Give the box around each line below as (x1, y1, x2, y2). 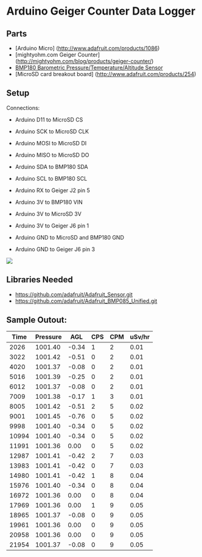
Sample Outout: (6, 315, 67, 325)
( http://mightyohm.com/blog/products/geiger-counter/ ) (15, 58, 154, 64)
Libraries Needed (6, 275, 73, 285)
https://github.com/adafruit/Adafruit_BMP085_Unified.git (15, 297, 158, 305)
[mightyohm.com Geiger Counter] (15, 51, 100, 58)
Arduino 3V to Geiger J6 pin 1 (15, 222, 89, 229)
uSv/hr (130, 333, 150, 341)
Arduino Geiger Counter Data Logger (6, 4, 196, 18)
